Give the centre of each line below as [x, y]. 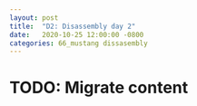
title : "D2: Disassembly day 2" [73, 26]
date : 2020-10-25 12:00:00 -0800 [77, 34]
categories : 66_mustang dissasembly [79, 43]
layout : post [34, 18]
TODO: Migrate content [99, 88]
